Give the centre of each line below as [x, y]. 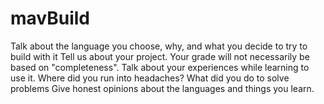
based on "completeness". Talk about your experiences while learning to [160, 67]
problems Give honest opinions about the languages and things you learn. [162, 88]
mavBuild [50, 18]
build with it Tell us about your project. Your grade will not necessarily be [160, 56]
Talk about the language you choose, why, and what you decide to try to [159, 46]
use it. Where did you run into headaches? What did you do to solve [150, 78]
